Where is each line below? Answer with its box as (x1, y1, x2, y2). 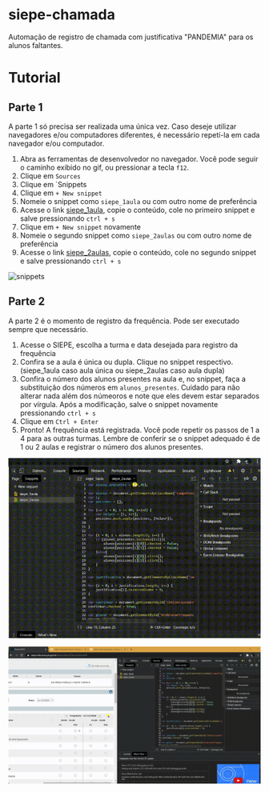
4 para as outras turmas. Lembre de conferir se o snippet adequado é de (19, 434, 261, 443)
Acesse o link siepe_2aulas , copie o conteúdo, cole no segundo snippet (19, 247, 257, 257)
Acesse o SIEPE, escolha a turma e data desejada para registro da (19, 340, 239, 350)
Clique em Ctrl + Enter (19, 416, 99, 426)
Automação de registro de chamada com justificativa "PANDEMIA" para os (8, 32, 254, 42)
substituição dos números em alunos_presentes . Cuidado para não (19, 382, 240, 392)
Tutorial (8, 69, 62, 87)
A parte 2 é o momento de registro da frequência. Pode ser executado (8, 316, 240, 326)
